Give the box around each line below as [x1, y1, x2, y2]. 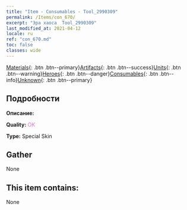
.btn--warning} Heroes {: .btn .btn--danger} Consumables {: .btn [6, 70, 159, 77]
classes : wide [6, 48, 42, 54]
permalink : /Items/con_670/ [6, 14, 76, 20]
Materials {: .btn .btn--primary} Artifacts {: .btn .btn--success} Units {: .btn [6, 64, 181, 71]
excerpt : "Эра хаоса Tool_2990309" [6, 20, 97, 26]
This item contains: [6, 183, 79, 193]
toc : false [6, 42, 33, 48]
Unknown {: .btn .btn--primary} [17, 76, 93, 83]
